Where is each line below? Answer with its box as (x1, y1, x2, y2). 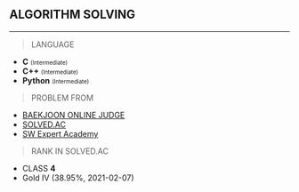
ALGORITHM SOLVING (9, 7, 136, 22)
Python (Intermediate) (21, 75, 90, 85)
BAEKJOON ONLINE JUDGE (21, 109, 125, 120)
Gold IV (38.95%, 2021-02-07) (21, 172, 135, 183)
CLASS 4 (21, 163, 56, 173)
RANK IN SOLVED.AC (30, 146, 109, 156)
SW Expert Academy (21, 128, 99, 139)
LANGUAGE (30, 39, 75, 50)
